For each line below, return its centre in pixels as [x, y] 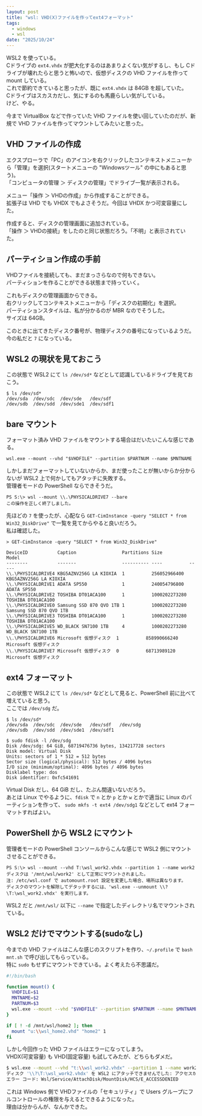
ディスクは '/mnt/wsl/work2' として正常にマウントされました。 [77, 874]
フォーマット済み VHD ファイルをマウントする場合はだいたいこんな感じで [98, 440]
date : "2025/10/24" [31, 40]
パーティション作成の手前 [54, 259]
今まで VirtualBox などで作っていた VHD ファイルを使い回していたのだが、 [98, 116]
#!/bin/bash [21, 976]
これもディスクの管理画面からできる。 [54, 295]
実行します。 [78, 893]
